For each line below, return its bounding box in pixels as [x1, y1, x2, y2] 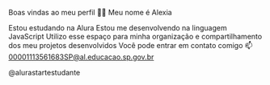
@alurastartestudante [8, 68, 81, 77]
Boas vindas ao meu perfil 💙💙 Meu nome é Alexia [8, 8, 172, 17]
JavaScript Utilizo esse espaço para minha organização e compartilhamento [8, 32, 263, 41]
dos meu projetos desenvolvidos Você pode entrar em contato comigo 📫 [8, 41, 253, 50]
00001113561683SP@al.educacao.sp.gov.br [8, 52, 154, 62]
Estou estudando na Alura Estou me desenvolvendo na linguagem [8, 23, 228, 32]
